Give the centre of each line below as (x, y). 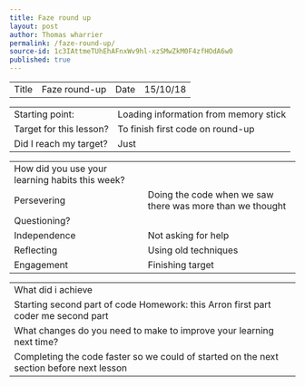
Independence (45, 235)
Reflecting (36, 250)
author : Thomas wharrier (56, 34)
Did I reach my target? (61, 144)
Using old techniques (193, 250)
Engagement (41, 265)
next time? (36, 342)
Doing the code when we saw (211, 194)
